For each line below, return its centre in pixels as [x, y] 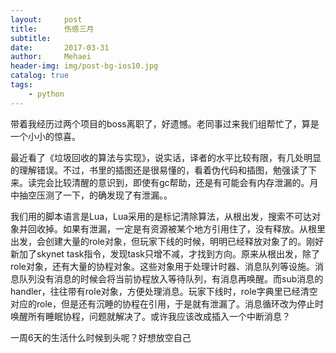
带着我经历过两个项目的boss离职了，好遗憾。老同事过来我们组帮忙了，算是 [165, 123]
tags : [21, 85]
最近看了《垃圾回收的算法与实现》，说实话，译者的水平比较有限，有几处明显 [166, 157]
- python [46, 94]
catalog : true [40, 76]
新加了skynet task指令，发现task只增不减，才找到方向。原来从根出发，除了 [165, 253]
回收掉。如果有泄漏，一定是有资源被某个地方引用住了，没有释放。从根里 [176, 228]
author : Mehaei [51, 57]
